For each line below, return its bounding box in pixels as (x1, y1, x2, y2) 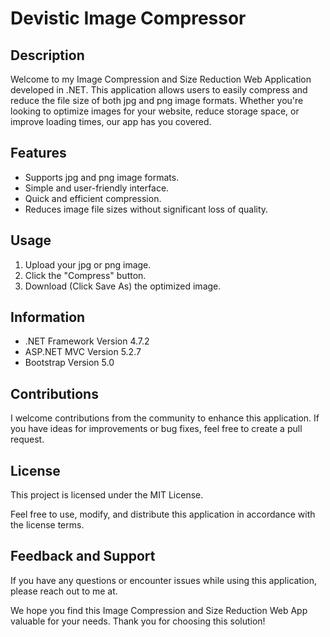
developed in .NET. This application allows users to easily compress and (10, 84, 308, 96)
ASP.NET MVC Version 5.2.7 (24, 346, 142, 358)
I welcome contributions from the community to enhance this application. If (10, 412, 320, 424)
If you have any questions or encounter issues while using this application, (10, 574, 318, 586)
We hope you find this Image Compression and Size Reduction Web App (10, 604, 308, 616)
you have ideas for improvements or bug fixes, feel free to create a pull (10, 423, 303, 435)
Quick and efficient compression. (24, 192, 162, 204)
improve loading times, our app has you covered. (10, 116, 212, 127)
